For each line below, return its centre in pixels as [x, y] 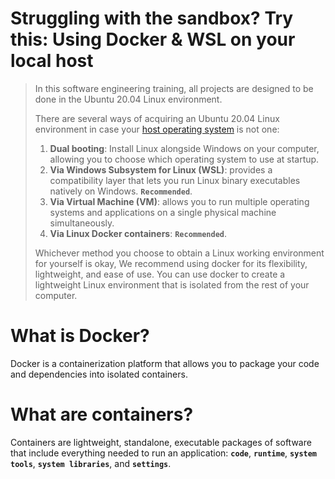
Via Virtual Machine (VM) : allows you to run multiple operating [179, 201]
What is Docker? [80, 336]
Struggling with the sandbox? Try [152, 18]
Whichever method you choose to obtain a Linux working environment [179, 253]
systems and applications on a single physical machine [163, 212]
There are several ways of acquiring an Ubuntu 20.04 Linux [157, 118]
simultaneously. [82, 223]
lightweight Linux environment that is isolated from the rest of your [172, 284]
